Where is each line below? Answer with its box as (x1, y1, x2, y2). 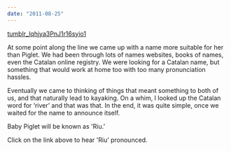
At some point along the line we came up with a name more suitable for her (7, 43, 224, 51)
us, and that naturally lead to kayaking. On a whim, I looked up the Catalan (7, 94, 221, 102)
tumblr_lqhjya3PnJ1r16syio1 (7, 29, 86, 38)
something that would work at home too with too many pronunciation (7, 65, 206, 73)
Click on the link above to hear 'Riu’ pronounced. (7, 136, 148, 144)
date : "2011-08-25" (7, 10, 64, 17)
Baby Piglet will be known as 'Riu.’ (7, 122, 106, 130)
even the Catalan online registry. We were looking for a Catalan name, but (7, 57, 220, 66)
